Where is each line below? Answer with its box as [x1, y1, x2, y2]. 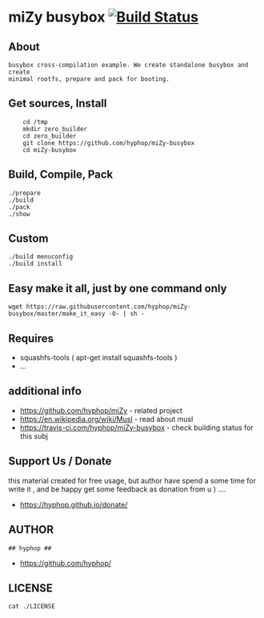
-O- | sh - [108, 310, 146, 318]
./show [8, 210, 30, 218]
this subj [19, 431, 49, 440]
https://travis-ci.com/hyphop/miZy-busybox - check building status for [19, 423, 254, 432]
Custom [8, 232, 49, 246]
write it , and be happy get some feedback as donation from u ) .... [8, 484, 226, 494]
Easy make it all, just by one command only [8, 281, 227, 295]
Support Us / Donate [8, 455, 112, 468]
